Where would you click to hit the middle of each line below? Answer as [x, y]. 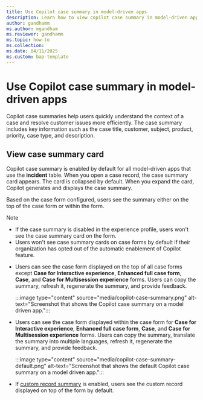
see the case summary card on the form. [66, 236]
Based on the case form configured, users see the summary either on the [98, 200]
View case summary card [55, 154]
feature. [25, 255]
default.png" [31, 366]
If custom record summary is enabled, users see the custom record [99, 384]
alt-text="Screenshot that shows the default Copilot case [118, 366]
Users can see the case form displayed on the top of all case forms [98, 267]
